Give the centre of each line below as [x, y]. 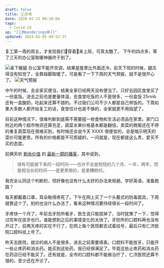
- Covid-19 [20, 28]
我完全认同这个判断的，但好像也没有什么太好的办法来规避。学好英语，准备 [80, 181]
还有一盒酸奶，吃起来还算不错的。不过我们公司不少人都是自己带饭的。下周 [80, 103]
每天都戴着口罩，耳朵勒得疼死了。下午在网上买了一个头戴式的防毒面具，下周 [82, 197]
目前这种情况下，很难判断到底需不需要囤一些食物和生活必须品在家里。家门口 [82, 119]
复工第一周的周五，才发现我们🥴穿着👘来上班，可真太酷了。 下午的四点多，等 [81, 51]
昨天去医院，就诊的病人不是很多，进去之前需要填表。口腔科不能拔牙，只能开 [82, 242]
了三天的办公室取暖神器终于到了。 [39, 57]
